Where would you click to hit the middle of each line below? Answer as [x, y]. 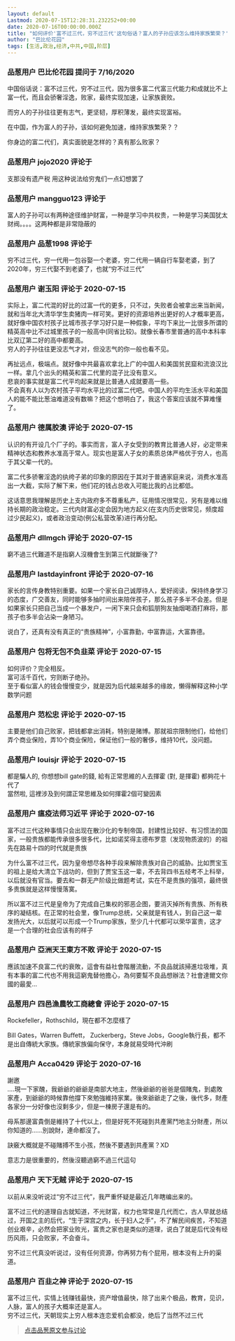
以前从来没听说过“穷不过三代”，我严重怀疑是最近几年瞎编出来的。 [102, 1196]
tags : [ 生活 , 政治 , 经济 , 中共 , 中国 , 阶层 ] [59, 46]
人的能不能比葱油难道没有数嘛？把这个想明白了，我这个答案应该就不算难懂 [114, 399]
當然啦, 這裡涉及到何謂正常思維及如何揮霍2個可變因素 [85, 794]
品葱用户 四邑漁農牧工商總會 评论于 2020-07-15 [88, 1003]
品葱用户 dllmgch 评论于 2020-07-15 [70, 538]
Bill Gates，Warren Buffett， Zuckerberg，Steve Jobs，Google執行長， [110, 1035]
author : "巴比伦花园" [36, 40]
